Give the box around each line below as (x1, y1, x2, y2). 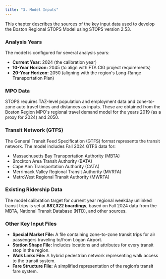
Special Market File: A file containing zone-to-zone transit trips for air (12, 232, 156, 237)
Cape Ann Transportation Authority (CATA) (12, 163, 100, 169)
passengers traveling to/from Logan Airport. (12, 237, 103, 243)
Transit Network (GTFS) (5, 127, 63, 134)
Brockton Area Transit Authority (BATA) (12, 158, 93, 164)
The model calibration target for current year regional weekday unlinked (5, 197, 152, 203)
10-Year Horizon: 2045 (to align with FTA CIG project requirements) (12, 64, 151, 70)
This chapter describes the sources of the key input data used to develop (5, 21, 155, 27)
